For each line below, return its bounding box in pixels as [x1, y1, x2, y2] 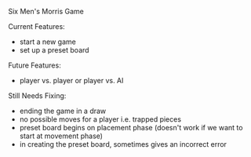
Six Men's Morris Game [8, 7, 84, 16]
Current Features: [8, 22, 65, 31]
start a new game [19, 37, 76, 46]
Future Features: [8, 60, 61, 70]
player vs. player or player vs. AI [19, 76, 124, 85]
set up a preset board [19, 46, 89, 54]
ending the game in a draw [19, 106, 107, 115]
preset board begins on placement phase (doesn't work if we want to [19, 123, 243, 132]
